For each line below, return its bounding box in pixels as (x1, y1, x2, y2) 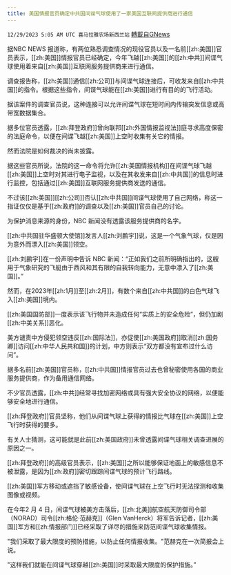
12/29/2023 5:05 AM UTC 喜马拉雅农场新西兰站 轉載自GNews (7, 30, 170, 38)
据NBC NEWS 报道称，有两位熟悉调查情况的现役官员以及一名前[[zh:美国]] (7, 44, 217, 53)
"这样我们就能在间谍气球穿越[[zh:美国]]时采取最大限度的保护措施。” (7, 560, 197, 569)
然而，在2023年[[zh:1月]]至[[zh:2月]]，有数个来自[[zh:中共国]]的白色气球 (7, 286, 214, 294)
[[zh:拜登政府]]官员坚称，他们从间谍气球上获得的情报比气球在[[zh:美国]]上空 (7, 412, 223, 420)
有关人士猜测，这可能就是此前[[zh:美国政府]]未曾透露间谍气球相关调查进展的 (7, 435, 224, 443)
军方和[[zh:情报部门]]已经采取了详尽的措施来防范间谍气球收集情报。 (17, 522, 210, 531)
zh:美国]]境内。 (17, 295, 61, 303)
